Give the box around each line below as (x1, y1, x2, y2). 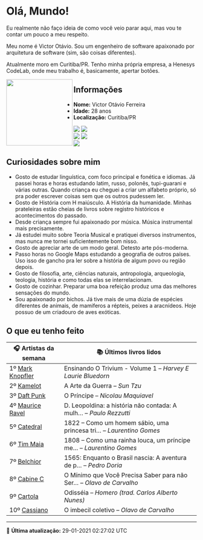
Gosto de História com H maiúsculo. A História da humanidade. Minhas (14, 199, 192, 206)
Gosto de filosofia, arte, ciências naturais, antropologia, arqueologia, (14, 270, 185, 277)
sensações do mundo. (14, 289, 71, 296)
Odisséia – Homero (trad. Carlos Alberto (63, 488, 178, 497)
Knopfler (9, 372, 34, 380)
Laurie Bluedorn (63, 372, 110, 380)
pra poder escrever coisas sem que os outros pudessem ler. (14, 192, 165, 199)
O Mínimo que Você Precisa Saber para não (63, 471, 188, 479)
